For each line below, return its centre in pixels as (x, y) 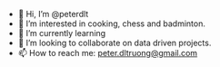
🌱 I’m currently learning (62, 33)
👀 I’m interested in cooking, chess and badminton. (112, 24)
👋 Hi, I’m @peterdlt (53, 14)
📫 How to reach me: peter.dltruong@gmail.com (108, 53)
